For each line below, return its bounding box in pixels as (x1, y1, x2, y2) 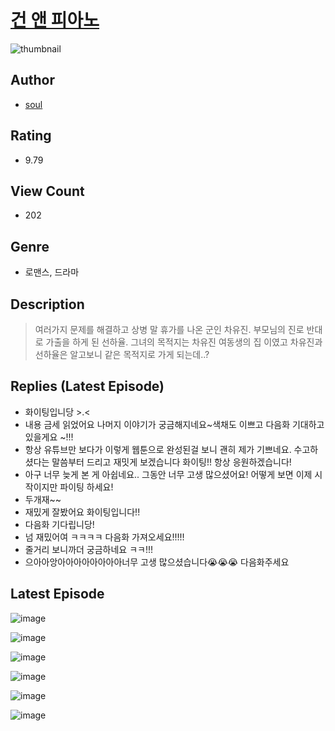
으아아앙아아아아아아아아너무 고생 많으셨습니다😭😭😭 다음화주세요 (24, 556, 290, 568)
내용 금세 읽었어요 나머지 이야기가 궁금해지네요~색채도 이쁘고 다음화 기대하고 (24, 418, 325, 430)
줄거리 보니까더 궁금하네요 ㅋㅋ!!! (24, 543, 154, 555)
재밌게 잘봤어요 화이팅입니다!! (24, 506, 141, 518)
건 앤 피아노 (10, 9, 100, 32)
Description (10, 296, 85, 313)
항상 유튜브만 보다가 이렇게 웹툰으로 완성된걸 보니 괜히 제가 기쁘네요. (24, 443, 292, 455)
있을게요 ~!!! (24, 431, 74, 443)
